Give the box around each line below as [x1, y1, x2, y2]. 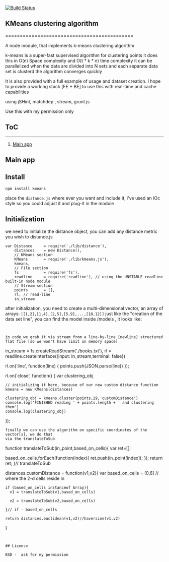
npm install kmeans [5, 186, 46, 191]
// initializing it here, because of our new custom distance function [5, 382, 158, 388]
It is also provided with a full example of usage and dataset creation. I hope [5, 78, 161, 84]
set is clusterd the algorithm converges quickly [5, 68, 102, 74]
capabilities [5, 89, 29, 95]
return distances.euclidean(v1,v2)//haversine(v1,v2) [5, 516, 121, 521]
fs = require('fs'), [14, 270, 80, 275]
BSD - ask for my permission [5, 552, 69, 557]
